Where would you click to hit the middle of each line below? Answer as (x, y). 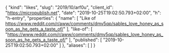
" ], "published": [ (84, 40)
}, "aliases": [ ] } (79, 45)
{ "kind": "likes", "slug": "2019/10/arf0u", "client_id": (59, 7)
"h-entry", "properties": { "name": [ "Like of (50, 18)
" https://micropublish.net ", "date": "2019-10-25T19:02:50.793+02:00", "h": (83, 13)
